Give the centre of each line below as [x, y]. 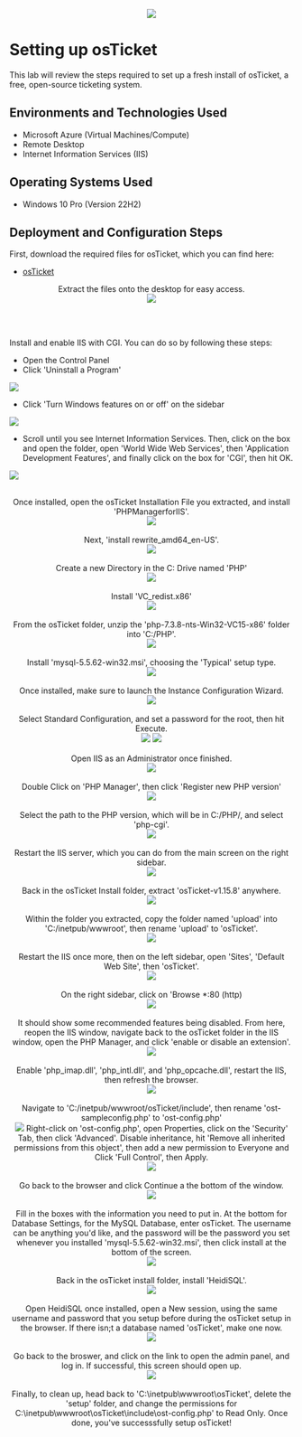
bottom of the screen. [151, 1253]
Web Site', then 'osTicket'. [151, 966]
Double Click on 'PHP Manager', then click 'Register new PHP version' [151, 787]
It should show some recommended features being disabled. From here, [151, 1023]
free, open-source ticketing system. [76, 84]
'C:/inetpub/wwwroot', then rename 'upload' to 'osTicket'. [151, 929]
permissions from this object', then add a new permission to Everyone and [151, 1148]
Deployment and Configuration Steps [116, 232]
